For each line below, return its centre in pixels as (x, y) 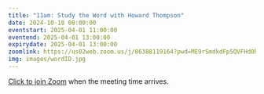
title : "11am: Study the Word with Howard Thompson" (96, 15)
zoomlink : (24, 52)
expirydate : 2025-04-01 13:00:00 (63, 45)
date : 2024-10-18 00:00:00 (52, 23)
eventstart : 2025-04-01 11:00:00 (63, 30)
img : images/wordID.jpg (47, 60)
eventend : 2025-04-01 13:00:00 (59, 37)
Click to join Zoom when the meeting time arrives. (88, 81)
